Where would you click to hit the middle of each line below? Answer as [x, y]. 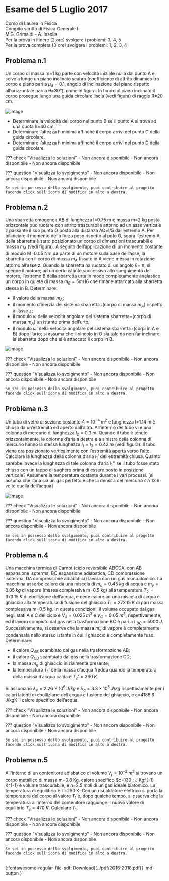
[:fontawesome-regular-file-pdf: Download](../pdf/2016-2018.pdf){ [74, 868]
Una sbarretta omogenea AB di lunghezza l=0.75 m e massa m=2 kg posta [82, 220]
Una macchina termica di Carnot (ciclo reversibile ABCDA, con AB [74, 568]
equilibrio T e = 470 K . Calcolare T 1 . [42, 808]
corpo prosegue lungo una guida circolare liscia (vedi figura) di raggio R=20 [84, 96]
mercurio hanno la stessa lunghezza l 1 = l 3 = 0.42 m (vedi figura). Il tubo [80, 445]
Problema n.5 [27, 760]
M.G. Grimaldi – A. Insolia [31, 34]
